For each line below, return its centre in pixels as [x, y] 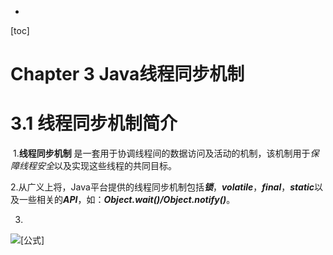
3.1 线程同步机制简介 [94, 123]
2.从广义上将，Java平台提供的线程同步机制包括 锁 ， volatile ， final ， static [162, 187]
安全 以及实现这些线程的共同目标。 [106, 166]
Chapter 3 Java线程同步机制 [127, 74]
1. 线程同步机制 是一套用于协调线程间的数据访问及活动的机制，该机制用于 [161, 153]
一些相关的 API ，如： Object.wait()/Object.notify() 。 [127, 200]
